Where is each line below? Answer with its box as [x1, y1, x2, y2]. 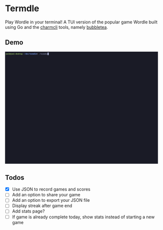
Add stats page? [12, 208, 45, 214]
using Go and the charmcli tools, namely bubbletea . [5, 24, 108, 30]
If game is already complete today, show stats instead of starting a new [12, 214, 155, 220]
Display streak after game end [12, 203, 73, 209]
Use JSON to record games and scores [12, 186, 91, 192]
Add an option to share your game [12, 192, 81, 198]
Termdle [5, 3, 40, 14]
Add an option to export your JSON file [12, 197, 90, 203]
